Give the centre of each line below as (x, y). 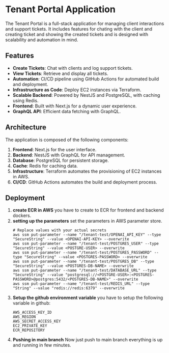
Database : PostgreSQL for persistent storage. (61, 160)
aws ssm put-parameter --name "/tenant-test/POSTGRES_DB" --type (83, 262)
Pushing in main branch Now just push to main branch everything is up (88, 340)
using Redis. (26, 100)
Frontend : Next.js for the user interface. (54, 149)
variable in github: (32, 303)
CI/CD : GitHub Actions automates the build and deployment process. (85, 182)
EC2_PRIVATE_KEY (30, 326)
